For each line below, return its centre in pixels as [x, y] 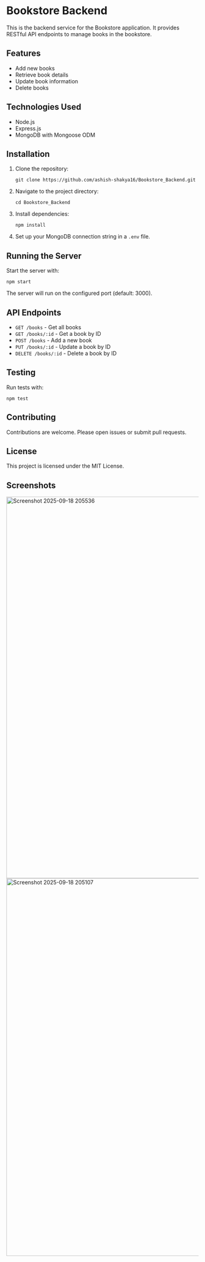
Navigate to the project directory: [57, 191]
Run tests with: [25, 387]
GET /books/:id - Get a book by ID [58, 334]
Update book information [46, 81]
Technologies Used [44, 107]
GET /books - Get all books [48, 327]
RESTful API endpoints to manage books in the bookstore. [79, 34]
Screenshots [31, 485]
